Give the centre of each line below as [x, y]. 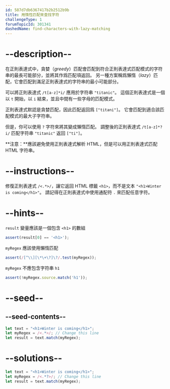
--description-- [39, 54]
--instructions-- [40, 171]
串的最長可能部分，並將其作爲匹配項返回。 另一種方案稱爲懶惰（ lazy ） [79, 75]
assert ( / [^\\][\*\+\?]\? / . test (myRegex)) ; [51, 258]
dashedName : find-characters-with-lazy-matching [58, 29]
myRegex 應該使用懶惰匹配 [32, 248]
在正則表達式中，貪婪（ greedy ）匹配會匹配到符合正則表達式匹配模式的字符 [84, 69]
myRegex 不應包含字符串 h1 [33, 268]
